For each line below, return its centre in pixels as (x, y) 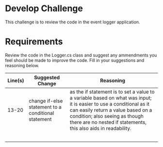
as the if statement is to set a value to (112, 92)
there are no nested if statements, (108, 122)
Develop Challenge (44, 9)
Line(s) (16, 80)
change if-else (46, 101)
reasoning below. (22, 65)
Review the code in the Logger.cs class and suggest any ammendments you (81, 55)
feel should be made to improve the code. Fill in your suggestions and (75, 60)
